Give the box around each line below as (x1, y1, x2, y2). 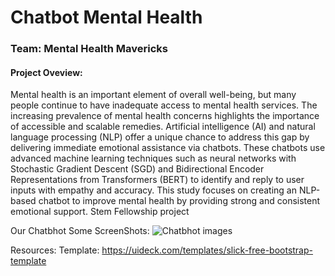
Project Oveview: (10, 66, 83, 78)
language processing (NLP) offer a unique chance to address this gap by (10, 131, 310, 143)
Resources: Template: (10, 244, 100, 256)
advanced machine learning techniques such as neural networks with (10, 152, 297, 165)
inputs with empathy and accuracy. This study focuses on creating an (10, 184, 297, 196)
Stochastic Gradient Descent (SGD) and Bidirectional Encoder (10, 163, 265, 175)
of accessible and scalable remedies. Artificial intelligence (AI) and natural (10, 121, 316, 133)
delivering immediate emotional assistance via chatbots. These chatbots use (10, 142, 326, 154)
